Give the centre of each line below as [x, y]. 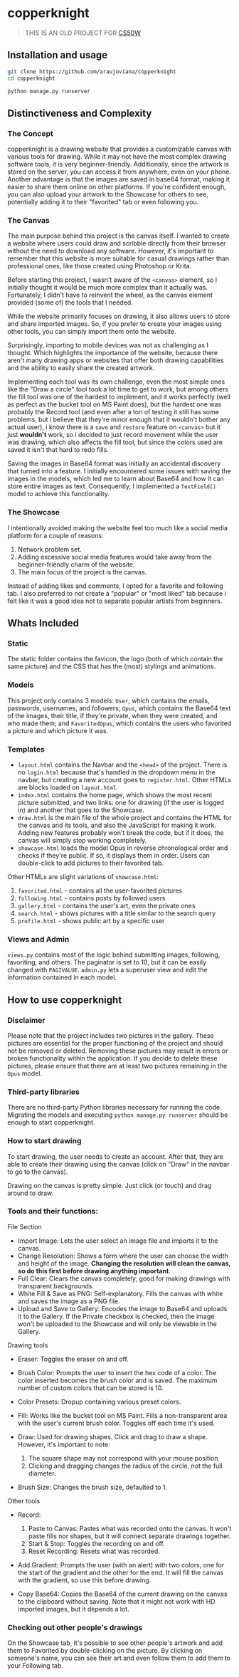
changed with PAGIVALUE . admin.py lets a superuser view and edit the [107, 970]
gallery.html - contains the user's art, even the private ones [106, 905]
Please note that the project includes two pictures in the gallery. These [111, 1035]
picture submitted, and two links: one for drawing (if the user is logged [121, 802]
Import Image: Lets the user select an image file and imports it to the [118, 1241]
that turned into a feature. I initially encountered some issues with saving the [119, 471]
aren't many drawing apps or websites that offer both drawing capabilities [116, 360]
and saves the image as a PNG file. [69, 1301]
